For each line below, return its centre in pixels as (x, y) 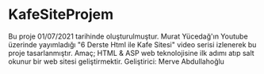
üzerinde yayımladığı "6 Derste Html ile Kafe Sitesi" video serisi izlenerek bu (132, 44)
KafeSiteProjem (61, 15)
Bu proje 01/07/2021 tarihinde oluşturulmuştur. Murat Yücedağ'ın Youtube (128, 36)
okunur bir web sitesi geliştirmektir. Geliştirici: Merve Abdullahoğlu (116, 61)
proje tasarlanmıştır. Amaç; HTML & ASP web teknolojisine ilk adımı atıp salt (132, 53)
